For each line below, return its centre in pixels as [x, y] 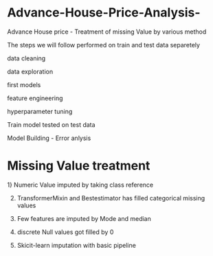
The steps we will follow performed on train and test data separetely [104, 45]
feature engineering [35, 98]
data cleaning [26, 58]
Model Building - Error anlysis [49, 138]
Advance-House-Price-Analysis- [104, 13]
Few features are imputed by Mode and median [84, 218]
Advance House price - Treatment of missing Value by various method [107, 32]
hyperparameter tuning [40, 111]
